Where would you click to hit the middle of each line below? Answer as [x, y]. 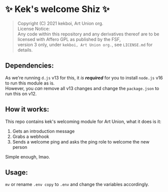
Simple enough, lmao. [28, 156]
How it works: [27, 109]
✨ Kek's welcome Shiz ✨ [57, 9]
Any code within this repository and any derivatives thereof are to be [88, 34]
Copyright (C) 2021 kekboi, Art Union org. [60, 23]
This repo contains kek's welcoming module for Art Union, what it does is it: [83, 121]
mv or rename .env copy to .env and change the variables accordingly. [77, 184]
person [20, 147]
